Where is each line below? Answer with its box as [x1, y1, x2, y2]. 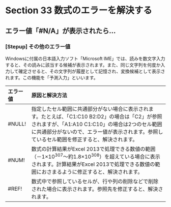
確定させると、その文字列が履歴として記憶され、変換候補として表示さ [18, 68, 165, 74]
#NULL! [8, 120, 26, 127]
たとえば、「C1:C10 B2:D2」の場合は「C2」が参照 [41, 113, 162, 120]
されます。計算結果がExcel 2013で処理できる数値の [31, 161, 155, 168]
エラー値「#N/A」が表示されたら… [5, 26, 116, 35]
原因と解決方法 [31, 92, 68, 99]
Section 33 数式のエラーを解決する [5, 5, 153, 16]
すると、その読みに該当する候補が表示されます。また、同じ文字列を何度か [5, 62, 161, 68]
